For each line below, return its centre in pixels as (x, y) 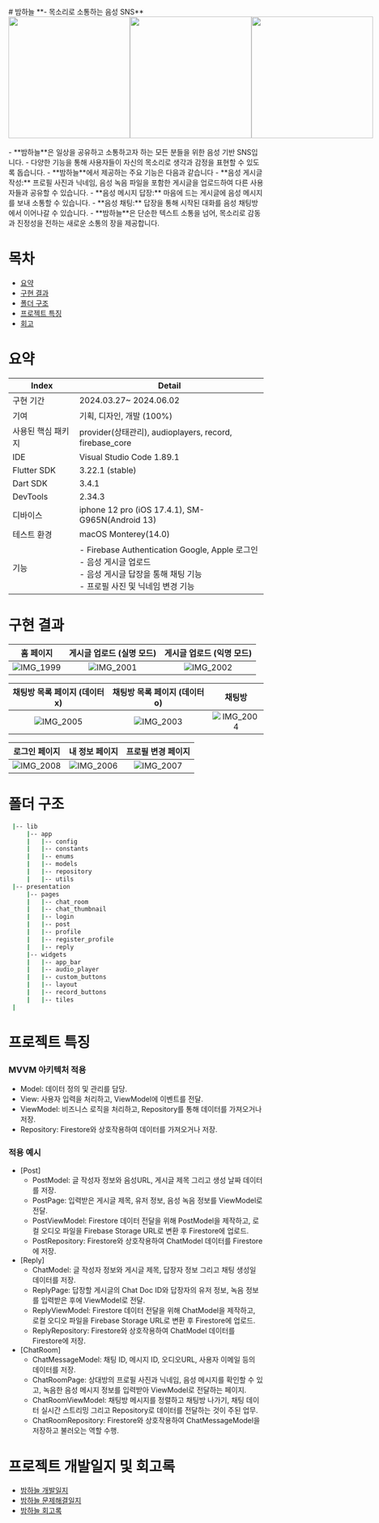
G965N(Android (110, 520)
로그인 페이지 (37, 751)
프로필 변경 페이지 (158, 751)
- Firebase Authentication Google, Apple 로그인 (168, 550)
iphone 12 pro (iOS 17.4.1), (132, 509)
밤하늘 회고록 (41, 1511)
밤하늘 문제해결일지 (51, 1500)
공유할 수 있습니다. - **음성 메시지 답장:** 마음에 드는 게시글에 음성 (135, 193)
